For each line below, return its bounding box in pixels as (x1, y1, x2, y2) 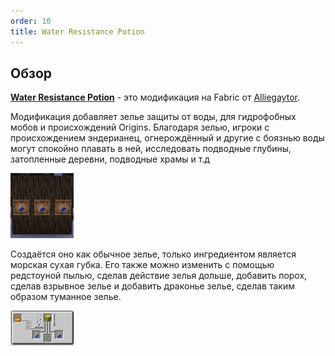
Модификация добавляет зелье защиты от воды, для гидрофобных (10, 111, 297, 123)
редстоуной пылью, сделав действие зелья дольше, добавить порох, (10, 270, 308, 282)
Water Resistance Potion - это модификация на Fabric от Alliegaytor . (10, 91, 300, 104)
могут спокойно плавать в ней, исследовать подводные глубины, (10, 143, 292, 155)
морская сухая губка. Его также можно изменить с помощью (10, 259, 275, 271)
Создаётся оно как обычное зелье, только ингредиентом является (10, 248, 297, 260)
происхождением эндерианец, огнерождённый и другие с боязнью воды (10, 132, 325, 144)
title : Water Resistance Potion (10, 26, 145, 37)
